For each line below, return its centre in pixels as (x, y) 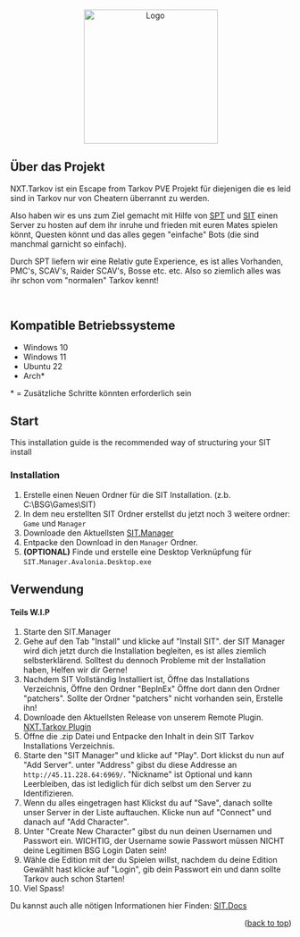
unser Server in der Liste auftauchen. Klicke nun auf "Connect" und (147, 813)
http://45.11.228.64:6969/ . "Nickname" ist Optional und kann (137, 774)
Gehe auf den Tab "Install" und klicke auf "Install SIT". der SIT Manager (154, 642)
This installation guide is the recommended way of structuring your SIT (141, 443)
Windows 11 (45, 357)
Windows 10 (46, 347)
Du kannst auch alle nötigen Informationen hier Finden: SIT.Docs (129, 906)
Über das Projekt (58, 167)
